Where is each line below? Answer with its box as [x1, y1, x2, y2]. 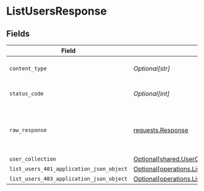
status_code [9, 90, 44, 97]
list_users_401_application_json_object [9, 165, 127, 172]
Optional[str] [133, 64, 171, 72]
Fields [6, 29, 30, 39]
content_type [9, 65, 47, 72]
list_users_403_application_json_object [9, 175, 127, 182]
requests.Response [133, 126, 189, 134]
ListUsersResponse [6, 4, 107, 18]
